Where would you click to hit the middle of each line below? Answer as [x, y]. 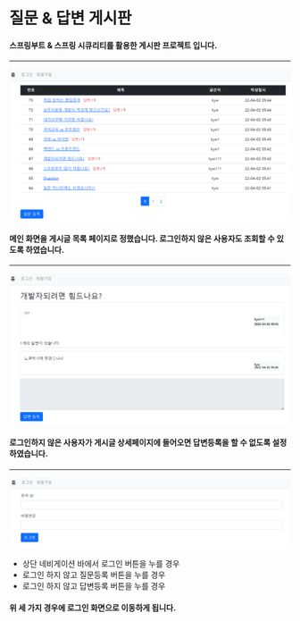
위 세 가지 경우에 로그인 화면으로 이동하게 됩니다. [93, 608]
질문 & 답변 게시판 [71, 18]
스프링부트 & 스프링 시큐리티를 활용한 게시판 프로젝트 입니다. [113, 45]
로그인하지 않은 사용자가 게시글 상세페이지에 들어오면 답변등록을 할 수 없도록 [140, 442]
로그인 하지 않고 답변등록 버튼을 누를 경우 [94, 585]
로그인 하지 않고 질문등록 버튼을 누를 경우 [94, 575]
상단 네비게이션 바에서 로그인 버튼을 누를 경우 [101, 563]
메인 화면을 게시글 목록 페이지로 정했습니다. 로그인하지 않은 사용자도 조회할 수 [142, 239]
